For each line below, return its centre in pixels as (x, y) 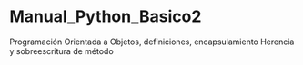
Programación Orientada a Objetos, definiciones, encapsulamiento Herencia (152, 42)
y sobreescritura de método (61, 51)
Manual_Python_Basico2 (106, 17)
